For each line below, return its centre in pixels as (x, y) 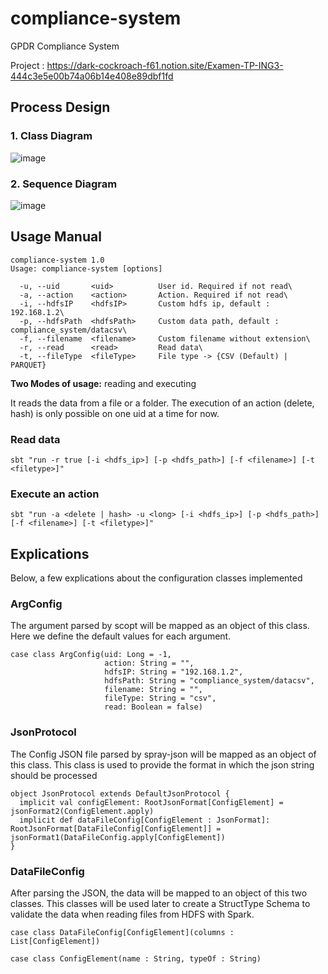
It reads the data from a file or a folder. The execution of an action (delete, (162, 403)
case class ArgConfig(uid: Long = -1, (91, 655)
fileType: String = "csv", (160, 698)
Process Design (60, 107)
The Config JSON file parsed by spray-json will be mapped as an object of (163, 754)
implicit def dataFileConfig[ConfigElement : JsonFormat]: (145, 820)
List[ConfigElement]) (55, 942)
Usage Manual (56, 237)
